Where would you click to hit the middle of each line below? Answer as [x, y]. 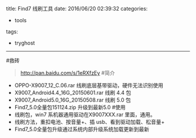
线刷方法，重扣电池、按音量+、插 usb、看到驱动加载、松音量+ [90, 122]
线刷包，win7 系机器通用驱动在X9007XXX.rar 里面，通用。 [85, 115]
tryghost [24, 43]
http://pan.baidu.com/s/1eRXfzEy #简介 [68, 73]
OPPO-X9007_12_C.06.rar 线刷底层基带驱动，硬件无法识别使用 [89, 85]
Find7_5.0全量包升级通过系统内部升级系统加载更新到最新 [82, 129]
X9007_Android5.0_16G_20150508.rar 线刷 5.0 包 [73, 100]
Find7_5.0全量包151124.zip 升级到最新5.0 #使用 [70, 107]
